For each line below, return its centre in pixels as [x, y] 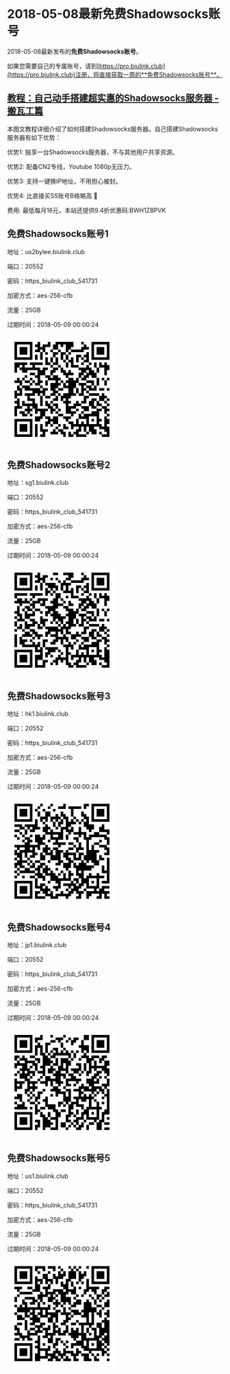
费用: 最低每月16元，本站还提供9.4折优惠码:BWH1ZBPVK [87, 210]
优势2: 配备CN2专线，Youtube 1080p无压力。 [71, 166]
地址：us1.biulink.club [38, 1176]
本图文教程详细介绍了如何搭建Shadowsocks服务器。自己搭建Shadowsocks [113, 129]
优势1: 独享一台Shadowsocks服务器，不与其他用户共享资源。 [93, 152]
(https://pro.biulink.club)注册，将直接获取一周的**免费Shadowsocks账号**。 [115, 74]
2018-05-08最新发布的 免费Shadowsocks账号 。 [75, 51]
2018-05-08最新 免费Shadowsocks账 [114, 14]
